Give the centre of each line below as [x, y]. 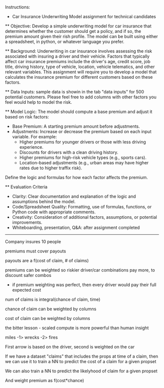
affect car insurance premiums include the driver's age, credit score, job [78, 61]
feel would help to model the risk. [39, 102]
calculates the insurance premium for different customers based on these [79, 77]
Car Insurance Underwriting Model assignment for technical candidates [84, 16]
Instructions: [18, 7]
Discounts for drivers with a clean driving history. [69, 152]
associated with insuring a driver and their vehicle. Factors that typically [77, 56]
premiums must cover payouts [36, 251]
